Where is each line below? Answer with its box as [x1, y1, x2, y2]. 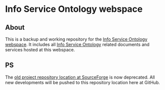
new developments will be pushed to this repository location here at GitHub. [5, 79, 160, 85]
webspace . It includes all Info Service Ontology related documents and [5, 42, 150, 47]
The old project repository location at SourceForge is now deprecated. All [5, 74, 155, 80]
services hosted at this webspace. [5, 47, 75, 52]
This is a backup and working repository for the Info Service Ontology [5, 36, 148, 42]
